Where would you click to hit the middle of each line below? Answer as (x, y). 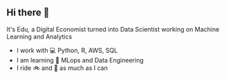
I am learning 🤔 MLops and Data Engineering (80, 60)
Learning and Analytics (39, 36)
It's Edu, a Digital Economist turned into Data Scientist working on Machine (113, 29)
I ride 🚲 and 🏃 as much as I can (62, 68)
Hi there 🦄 (28, 13)
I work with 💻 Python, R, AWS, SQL (67, 50)
